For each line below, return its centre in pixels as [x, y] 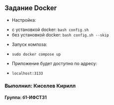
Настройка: [24, 20]
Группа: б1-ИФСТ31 [26, 98]
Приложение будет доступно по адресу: [54, 63]
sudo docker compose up [36, 54]
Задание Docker [31, 8]
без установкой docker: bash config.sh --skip [60, 35]
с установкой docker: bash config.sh [50, 30]
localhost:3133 [27, 73]
